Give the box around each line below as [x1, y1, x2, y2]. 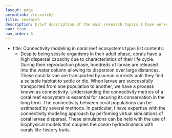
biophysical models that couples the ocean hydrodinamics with [20, 121, 154, 127]
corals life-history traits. [20, 127, 71, 133]
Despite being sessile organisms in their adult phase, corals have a [20, 51, 161, 57]
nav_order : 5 [5, 31, 33, 36]
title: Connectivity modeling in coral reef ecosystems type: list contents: [12, 45, 164, 51]
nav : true [5, 27, 27, 32]
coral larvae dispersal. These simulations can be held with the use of [20, 116, 165, 122]
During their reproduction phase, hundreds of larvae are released [20, 62, 158, 67]
